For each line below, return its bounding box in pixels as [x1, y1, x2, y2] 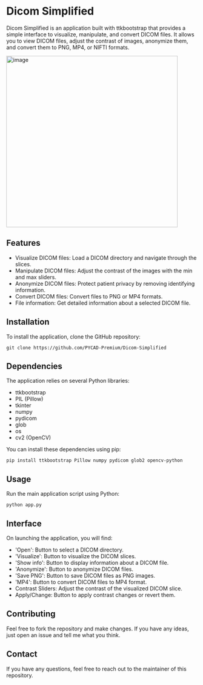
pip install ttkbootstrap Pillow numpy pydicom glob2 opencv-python [6, 457, 183, 464]
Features [6, 238, 41, 248]
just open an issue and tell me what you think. [6, 631, 121, 638]
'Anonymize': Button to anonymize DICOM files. [15, 565, 133, 573]
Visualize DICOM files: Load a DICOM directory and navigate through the [15, 254, 197, 262]
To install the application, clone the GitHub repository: [6, 332, 141, 340]
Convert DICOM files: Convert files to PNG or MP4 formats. [15, 292, 163, 300]
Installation [6, 317, 50, 327]
